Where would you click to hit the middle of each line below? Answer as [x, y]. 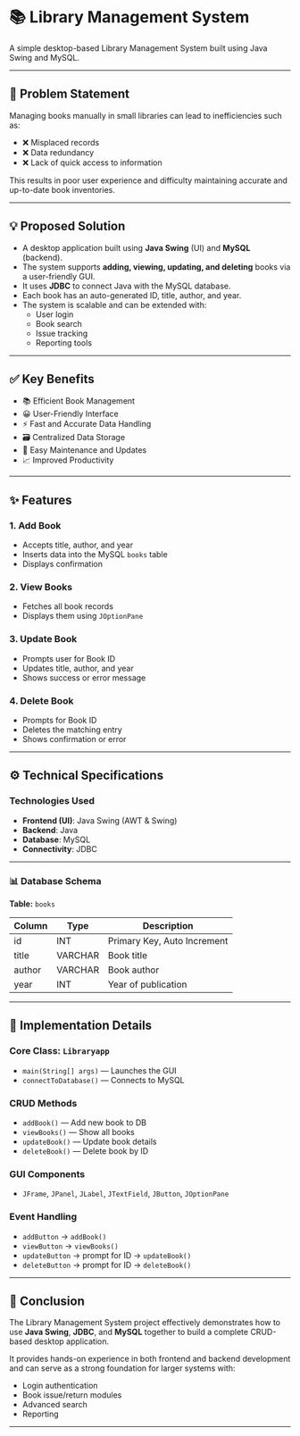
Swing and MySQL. [45, 57]
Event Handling [43, 1217]
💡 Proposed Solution [67, 226]
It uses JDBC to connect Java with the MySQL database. [126, 286]
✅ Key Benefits [52, 379]
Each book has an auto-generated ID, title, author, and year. [132, 295]
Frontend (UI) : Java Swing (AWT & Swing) [100, 820]
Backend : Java [50, 830]
